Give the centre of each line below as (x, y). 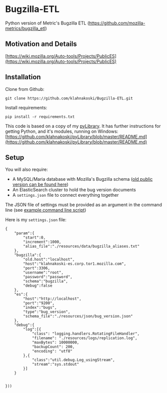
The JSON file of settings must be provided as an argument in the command (84, 205)
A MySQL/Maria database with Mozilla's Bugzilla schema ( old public (82, 179)
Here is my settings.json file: (36, 220)
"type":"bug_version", (47, 312)
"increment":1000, (42, 242)
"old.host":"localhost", (49, 260)
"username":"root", (43, 273)
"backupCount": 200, (53, 347)
